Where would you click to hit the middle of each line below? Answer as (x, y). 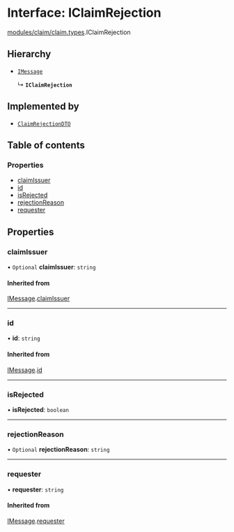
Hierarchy (29, 54)
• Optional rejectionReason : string (58, 450)
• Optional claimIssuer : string (52, 267)
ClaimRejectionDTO (44, 124)
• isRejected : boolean (38, 409)
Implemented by (43, 106)
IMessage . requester (36, 521)
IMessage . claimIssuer (39, 299)
